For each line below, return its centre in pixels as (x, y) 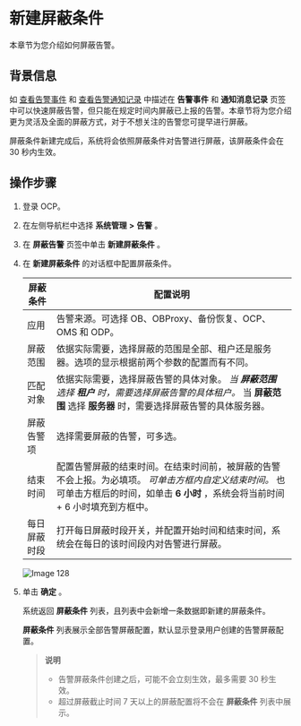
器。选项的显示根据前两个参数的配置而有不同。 (155, 362)
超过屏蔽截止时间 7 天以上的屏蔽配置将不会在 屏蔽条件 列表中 (171, 701)
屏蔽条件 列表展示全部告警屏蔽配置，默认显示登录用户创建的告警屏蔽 (149, 629)
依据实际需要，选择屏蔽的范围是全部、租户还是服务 (163, 349)
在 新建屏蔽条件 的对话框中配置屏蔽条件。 (99, 263)
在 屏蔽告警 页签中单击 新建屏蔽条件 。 (94, 244)
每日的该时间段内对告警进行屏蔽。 (155, 543)
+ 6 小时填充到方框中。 (105, 506)
